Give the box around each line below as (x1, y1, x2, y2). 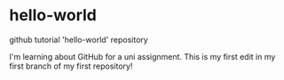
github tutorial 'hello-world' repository (9, 34, 148, 45)
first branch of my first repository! (9, 61, 133, 71)
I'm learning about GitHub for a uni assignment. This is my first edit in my (9, 51, 276, 62)
